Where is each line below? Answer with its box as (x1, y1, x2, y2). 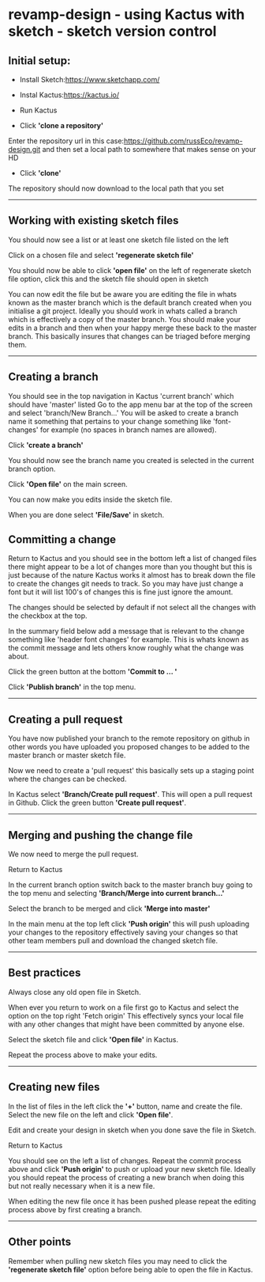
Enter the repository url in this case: (8, 136, 125, 146)
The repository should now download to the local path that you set (8, 184, 225, 193)
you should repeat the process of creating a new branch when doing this (8, 1173, 244, 1182)
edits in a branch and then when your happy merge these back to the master (8, 323, 257, 332)
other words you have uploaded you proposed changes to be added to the (8, 742, 250, 752)
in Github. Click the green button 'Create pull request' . (8, 798, 187, 808)
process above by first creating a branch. (8, 1204, 143, 1214)
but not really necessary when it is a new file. (8, 1181, 155, 1190)
